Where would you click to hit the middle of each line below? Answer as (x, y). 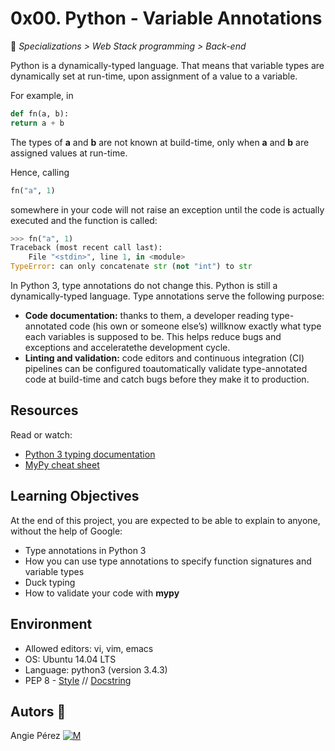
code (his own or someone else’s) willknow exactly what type (195, 326)
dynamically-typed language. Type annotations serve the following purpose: (167, 296)
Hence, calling (40, 172)
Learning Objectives (75, 496)
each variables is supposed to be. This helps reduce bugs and (153, 337)
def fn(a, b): (40, 113)
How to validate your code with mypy (102, 593)
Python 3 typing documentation (90, 454)
